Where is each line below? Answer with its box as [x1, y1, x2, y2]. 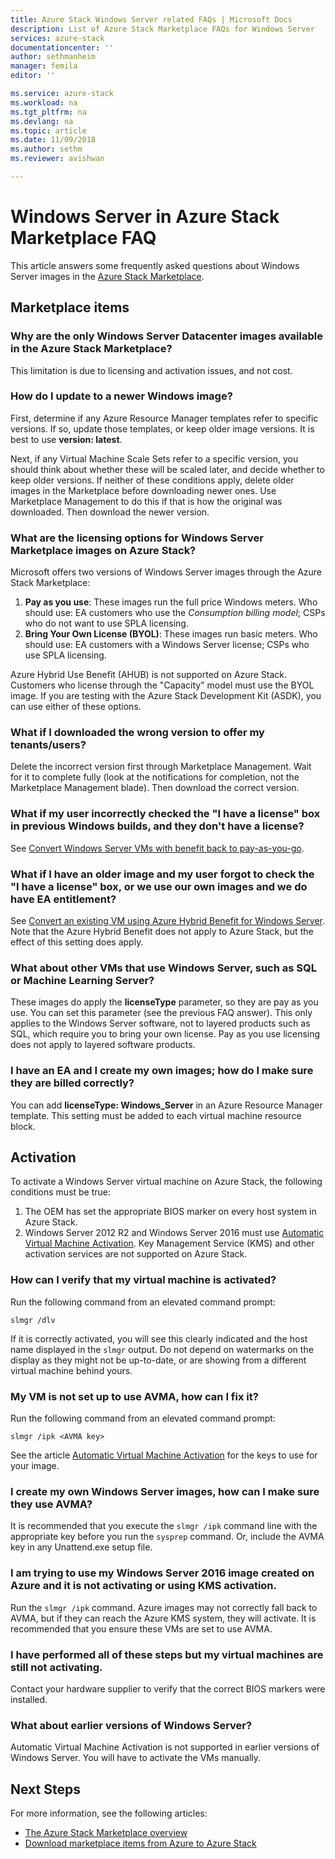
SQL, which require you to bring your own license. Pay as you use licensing [10, 1028, 321, 1040]
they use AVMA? [10, 1497, 93, 1511]
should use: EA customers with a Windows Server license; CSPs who [24, 639, 310, 651]
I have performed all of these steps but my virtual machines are [10, 1647, 324, 1661]
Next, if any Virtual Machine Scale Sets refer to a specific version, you [10, 452, 299, 465]
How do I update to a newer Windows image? [10, 389, 233, 403]
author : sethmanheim [10, 52, 97, 62]
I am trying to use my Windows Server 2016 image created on [10, 1566, 315, 1580]
